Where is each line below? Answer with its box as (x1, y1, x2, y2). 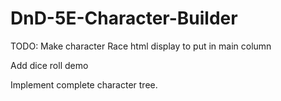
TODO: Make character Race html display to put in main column (10, 40, 272, 52)
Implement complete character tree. (10, 78, 158, 91)
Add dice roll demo (10, 59, 89, 71)
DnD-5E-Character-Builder (10, 7, 238, 30)
